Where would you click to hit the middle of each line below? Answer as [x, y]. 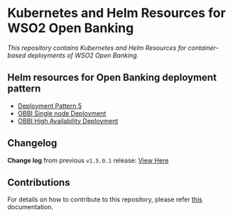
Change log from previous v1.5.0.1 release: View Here [88, 160]
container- [203, 48]
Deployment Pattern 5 [50, 106]
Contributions [39, 182]
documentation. [31, 207]
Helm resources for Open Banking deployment [112, 78]
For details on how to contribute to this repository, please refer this [105, 199]
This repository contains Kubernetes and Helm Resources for [97, 48]
